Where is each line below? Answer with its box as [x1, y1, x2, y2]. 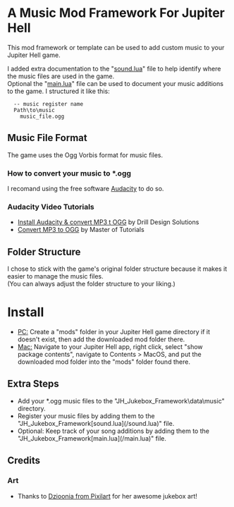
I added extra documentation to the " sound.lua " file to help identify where [7, 64, 221, 73]
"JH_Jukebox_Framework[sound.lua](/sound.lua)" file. [17, 419, 175, 427]
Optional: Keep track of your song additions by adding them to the [17, 427, 210, 435]
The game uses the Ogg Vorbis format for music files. [7, 150, 164, 159]
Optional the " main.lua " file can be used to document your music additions [7, 79, 224, 87]
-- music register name [13, 100, 83, 107]
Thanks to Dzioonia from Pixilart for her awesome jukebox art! [17, 491, 197, 500]
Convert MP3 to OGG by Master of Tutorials [17, 226, 144, 234]
